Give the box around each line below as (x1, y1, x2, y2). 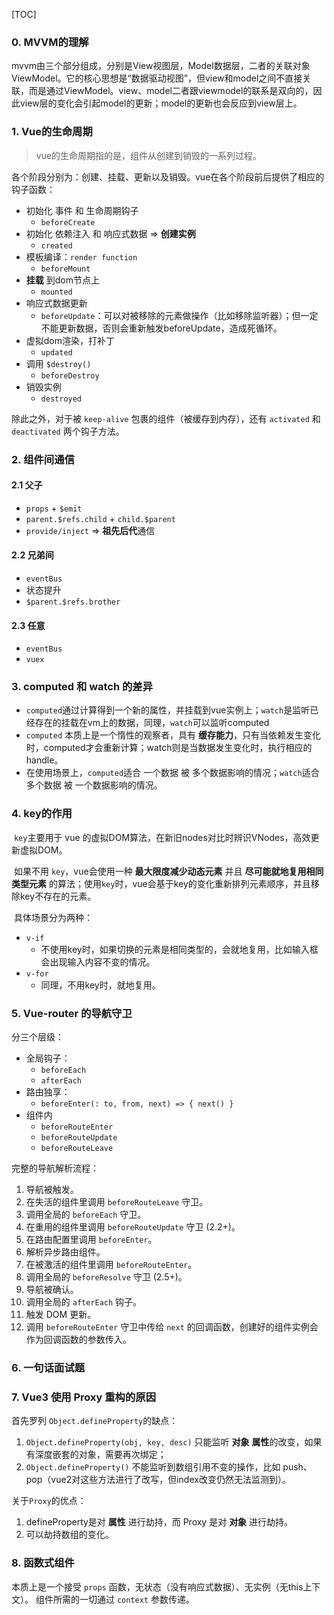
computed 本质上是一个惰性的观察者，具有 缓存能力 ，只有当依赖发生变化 (25, 729, 321, 741)
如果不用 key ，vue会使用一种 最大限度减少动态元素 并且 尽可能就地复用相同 (13, 865, 324, 877)
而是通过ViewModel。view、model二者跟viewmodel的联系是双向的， (28, 85, 314, 97)
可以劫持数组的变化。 (25, 1529, 114, 1541)
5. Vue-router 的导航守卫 (11, 1006, 133, 1020)
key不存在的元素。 (19, 890, 97, 902)
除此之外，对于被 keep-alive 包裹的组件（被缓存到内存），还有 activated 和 (11, 412, 321, 424)
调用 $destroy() (25, 357, 92, 369)
